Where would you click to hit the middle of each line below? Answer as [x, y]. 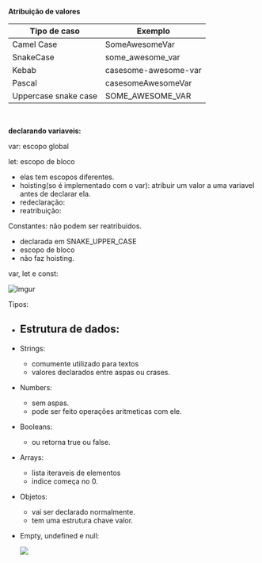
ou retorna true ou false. [71, 442]
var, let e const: [33, 274]
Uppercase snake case [55, 96]
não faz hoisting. [47, 258]
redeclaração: [42, 202]
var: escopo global [39, 146]
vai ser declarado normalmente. [84, 511]
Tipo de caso [55, 31]
